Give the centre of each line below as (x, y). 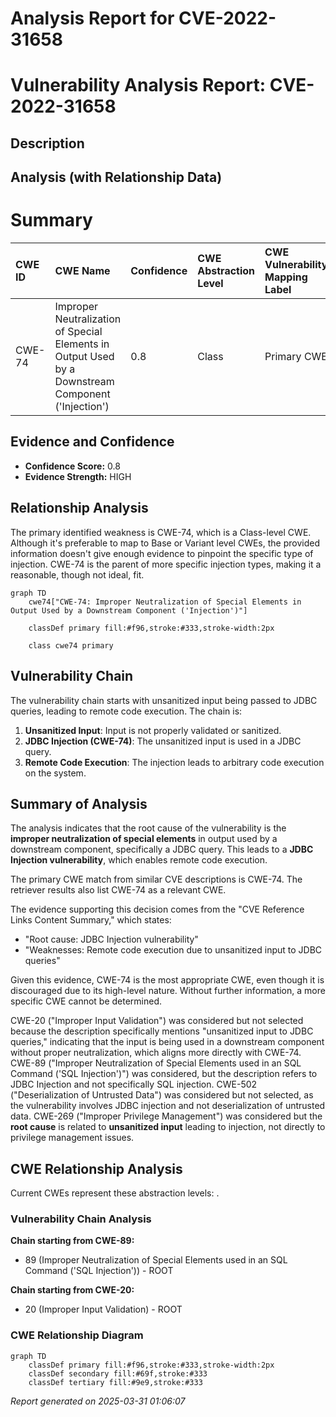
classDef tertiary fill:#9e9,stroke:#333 (115, 1382)
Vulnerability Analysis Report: (138, 85)
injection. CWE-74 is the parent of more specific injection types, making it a (166, 564)
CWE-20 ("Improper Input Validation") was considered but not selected (157, 1021)
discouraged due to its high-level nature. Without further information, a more (168, 991)
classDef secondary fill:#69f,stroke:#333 (118, 1373)
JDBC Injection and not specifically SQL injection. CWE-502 (134, 1084)
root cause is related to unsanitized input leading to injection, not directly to (168, 1127)
